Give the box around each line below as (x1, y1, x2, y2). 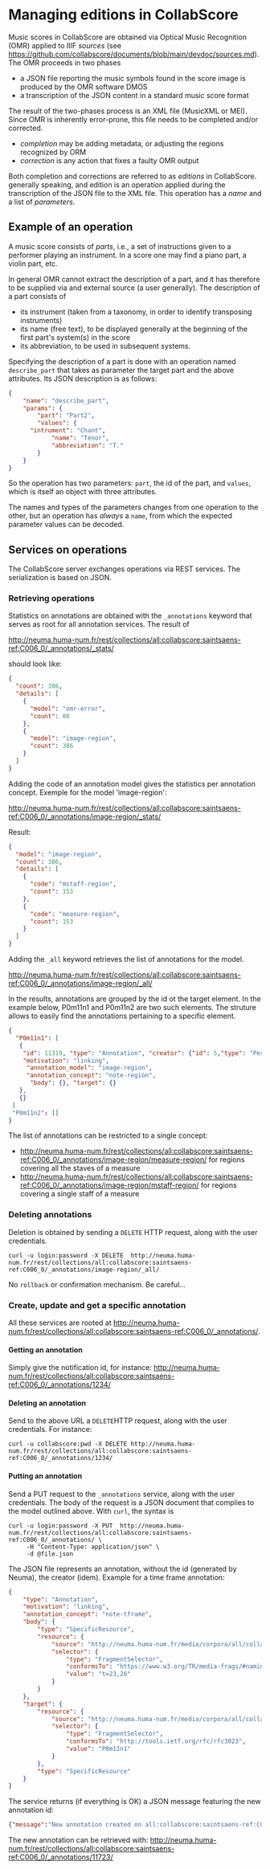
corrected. (8, 123, 43, 133)
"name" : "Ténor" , (51, 434, 110, 442)
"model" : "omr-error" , (29, 705, 106, 713)
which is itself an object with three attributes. (8, 487, 157, 497)
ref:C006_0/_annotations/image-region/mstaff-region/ (19, 1180, 199, 1190)
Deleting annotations (8, 1209, 92, 1221)
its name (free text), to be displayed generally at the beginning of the (19, 324, 247, 333)
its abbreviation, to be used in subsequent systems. (19, 341, 191, 350)
